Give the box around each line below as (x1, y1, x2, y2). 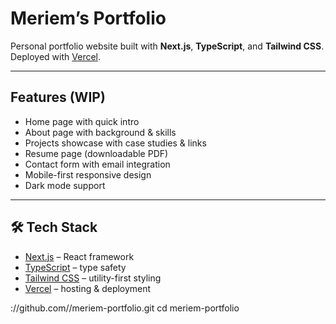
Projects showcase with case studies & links (24, 137, 207, 149)
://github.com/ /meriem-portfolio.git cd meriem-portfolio (10, 302, 240, 314)
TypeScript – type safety (24, 261, 127, 273)
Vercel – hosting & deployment (24, 282, 152, 294)
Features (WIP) (10, 89, 106, 106)
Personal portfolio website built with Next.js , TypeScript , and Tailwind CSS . (10, 40, 325, 52)
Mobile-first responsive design (24, 168, 152, 181)
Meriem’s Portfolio (10, 7, 167, 30)
